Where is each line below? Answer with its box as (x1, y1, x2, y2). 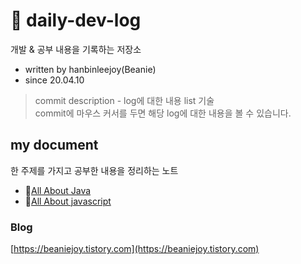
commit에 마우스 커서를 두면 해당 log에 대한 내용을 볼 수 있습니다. (34, 107, 292, 119)
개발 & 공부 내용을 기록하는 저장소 (10, 43, 142, 55)
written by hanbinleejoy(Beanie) (24, 63, 157, 75)
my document (10, 137, 99, 154)
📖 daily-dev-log (10, 9, 142, 32)
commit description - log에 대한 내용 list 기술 (34, 94, 215, 106)
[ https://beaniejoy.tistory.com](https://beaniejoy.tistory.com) (10, 243, 260, 255)
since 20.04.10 (24, 74, 85, 86)
